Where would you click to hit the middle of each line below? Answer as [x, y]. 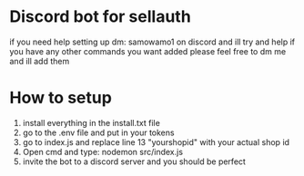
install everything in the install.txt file [91, 122]
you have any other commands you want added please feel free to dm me [148, 51]
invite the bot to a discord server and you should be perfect [134, 161]
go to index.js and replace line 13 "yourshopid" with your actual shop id [156, 142]
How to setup [61, 98]
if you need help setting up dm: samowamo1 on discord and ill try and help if [152, 42]
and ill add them [40, 61]
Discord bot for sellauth [100, 17]
